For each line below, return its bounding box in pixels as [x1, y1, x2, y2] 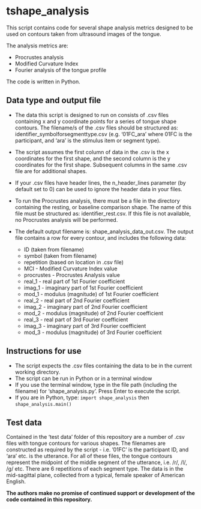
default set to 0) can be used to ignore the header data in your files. [14, 185, 183, 192]
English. [6, 478, 26, 485]
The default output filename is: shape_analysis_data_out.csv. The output [14, 228, 194, 235]
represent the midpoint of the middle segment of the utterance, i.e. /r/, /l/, [6, 459, 188, 466]
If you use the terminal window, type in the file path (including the [14, 381, 177, 388]
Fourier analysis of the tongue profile [14, 66, 107, 73]
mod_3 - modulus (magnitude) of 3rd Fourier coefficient [23, 329, 162, 336]
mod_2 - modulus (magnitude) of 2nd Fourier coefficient [23, 309, 164, 317]
